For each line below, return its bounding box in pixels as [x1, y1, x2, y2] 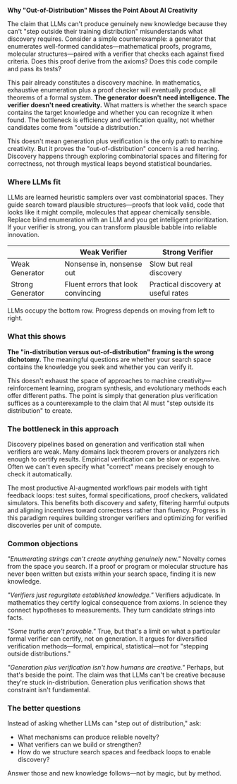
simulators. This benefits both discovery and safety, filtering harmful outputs [7, 498, 230, 507]
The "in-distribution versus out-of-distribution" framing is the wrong [7, 347, 214, 356]
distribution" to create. [7, 406, 73, 415]
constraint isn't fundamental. [7, 686, 91, 694]
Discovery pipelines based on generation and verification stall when [7, 440, 205, 448]
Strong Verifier [162, 247, 214, 257]
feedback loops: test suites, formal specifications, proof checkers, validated [7, 490, 228, 500]
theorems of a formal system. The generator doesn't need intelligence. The [7, 93, 230, 102]
